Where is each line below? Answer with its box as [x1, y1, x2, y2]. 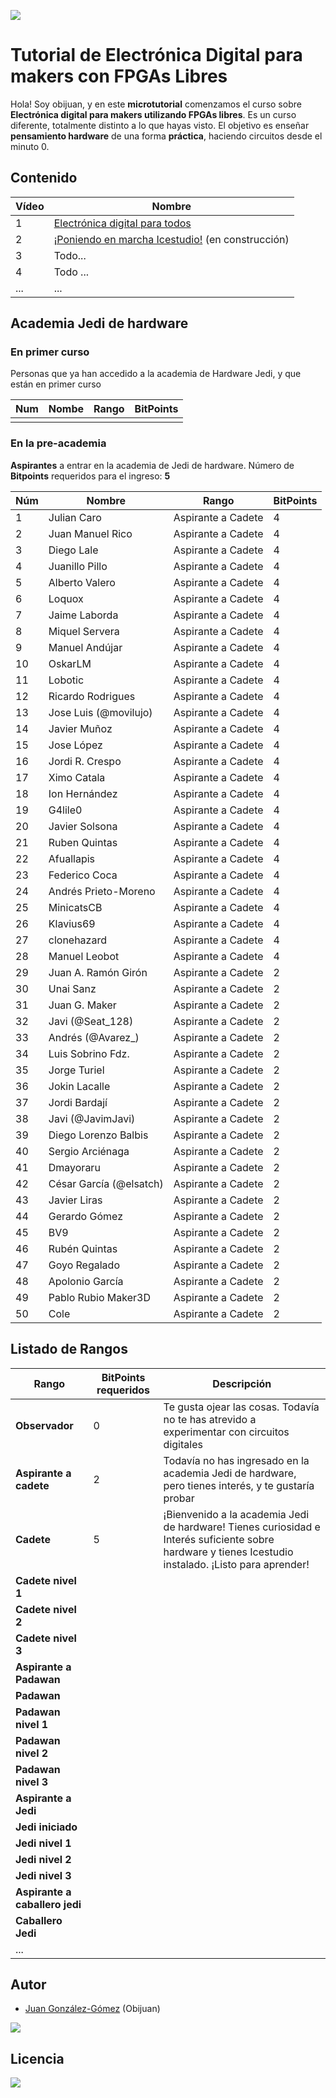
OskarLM [48, 656, 92, 670]
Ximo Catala [48, 770, 106, 784]
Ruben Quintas [48, 835, 118, 849]
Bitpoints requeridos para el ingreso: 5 [10, 470, 171, 482]
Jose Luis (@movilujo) [48, 705, 153, 719]
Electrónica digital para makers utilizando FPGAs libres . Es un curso [10, 108, 297, 120]
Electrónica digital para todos [53, 216, 192, 230]
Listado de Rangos [10, 1341, 128, 1358]
